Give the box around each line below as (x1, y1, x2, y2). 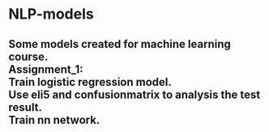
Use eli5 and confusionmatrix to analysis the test (8, 87, 261, 101)
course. (8, 49, 49, 63)
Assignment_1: (8, 62, 83, 76)
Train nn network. (8, 113, 100, 126)
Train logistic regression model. (8, 75, 173, 89)
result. (8, 100, 43, 114)
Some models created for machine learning (8, 37, 231, 51)
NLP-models (8, 5, 95, 23)
